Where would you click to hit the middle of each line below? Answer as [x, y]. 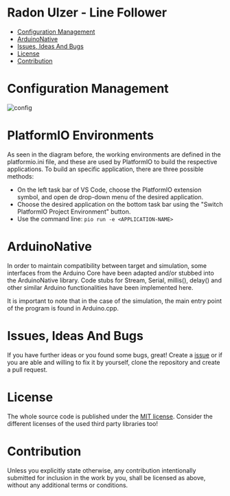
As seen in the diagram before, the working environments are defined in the [114, 154]
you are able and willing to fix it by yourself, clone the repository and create [114, 362]
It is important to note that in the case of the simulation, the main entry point [114, 301]
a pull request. [27, 370]
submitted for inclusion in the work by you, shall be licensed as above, [106, 477]
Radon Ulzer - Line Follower [87, 13]
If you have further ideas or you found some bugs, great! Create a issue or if [115, 354]
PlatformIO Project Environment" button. [74, 212]
